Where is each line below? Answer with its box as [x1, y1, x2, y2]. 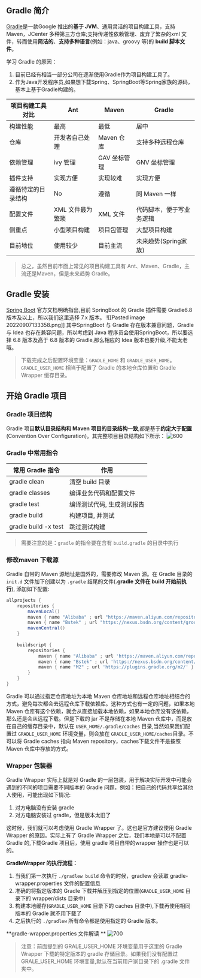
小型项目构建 [53, 226, 90, 234]
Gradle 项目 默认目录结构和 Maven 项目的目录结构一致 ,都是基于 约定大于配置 [6, 425, 193, 432]
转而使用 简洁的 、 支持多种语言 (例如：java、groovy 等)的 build [16, 38, 169, 45]
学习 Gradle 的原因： [6, 58, 57, 65]
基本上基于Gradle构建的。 [14, 86, 79, 93]
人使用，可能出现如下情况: [6, 791, 71, 799]
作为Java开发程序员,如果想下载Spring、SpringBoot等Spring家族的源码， [14, 78, 193, 85]
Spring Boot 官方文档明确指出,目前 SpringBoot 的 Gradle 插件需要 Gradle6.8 [6, 306, 193, 313]
